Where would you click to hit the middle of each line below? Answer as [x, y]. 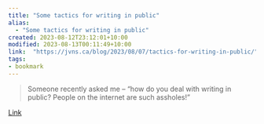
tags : [17, 60]
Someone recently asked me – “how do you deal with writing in [129, 89]
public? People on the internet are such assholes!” [109, 97]
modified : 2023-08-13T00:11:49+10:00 [70, 45]
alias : [19, 23]
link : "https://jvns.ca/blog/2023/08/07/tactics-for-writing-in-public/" [133, 52]
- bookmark [26, 67]
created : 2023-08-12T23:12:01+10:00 [68, 37]
